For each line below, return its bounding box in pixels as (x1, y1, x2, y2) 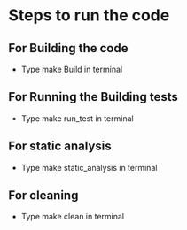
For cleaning (8, 188, 79, 203)
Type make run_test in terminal (20, 112, 134, 124)
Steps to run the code (8, 5, 170, 26)
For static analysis (8, 139, 112, 154)
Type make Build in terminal (20, 64, 123, 74)
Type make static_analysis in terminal (20, 162, 158, 172)
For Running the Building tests (8, 89, 179, 104)
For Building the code (8, 41, 129, 56)
